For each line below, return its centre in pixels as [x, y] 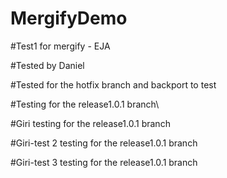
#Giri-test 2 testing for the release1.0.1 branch [104, 143]
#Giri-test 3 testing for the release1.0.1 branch [104, 162]
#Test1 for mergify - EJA [60, 46]
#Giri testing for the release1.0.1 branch [90, 123]
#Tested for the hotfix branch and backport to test [113, 84]
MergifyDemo [69, 18]
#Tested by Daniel [47, 65]
